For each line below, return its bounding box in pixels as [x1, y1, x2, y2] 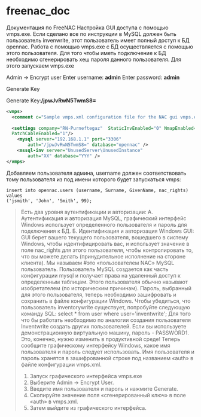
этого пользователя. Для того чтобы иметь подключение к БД [6, 49, 166, 56]
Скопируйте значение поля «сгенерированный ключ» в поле [29, 391, 187, 398]
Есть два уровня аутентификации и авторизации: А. [20, 208, 154, 215]
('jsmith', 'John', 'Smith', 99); [6, 197, 93, 204]
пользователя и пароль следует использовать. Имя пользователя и [20, 348, 194, 355]
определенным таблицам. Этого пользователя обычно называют [20, 278, 188, 285]
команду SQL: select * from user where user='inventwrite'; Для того [20, 310, 191, 317]
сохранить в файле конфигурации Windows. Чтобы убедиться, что [20, 297, 191, 305]
